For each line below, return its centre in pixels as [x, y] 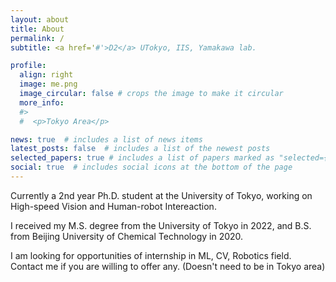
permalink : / [37, 38]
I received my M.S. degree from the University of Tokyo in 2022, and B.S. [161, 225]
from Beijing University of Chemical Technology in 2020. [127, 236]
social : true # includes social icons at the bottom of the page [151, 167]
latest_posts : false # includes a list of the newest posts [140, 149]
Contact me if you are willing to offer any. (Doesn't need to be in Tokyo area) [168, 266]
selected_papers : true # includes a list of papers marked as [142, 158]
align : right [46, 75]
